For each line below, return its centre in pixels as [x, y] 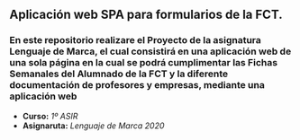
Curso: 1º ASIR [50, 116]
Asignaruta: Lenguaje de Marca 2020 [93, 126]
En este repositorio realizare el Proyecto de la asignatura [135, 40]
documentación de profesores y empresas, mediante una [137, 85]
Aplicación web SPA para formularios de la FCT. [146, 15]
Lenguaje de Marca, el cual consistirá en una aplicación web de [150, 51]
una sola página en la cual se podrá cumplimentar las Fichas [143, 63]
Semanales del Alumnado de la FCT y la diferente [118, 74]
